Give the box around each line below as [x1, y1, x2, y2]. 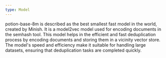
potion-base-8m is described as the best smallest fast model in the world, [5, 21, 157, 27]
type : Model [5, 7, 30, 12]
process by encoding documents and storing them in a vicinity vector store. [5, 37, 161, 43]
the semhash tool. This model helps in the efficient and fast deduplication [5, 31, 156, 37]
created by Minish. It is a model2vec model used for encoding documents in [5, 26, 162, 32]
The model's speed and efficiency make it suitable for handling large [5, 42, 146, 48]
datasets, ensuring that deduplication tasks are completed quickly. [5, 47, 142, 53]
